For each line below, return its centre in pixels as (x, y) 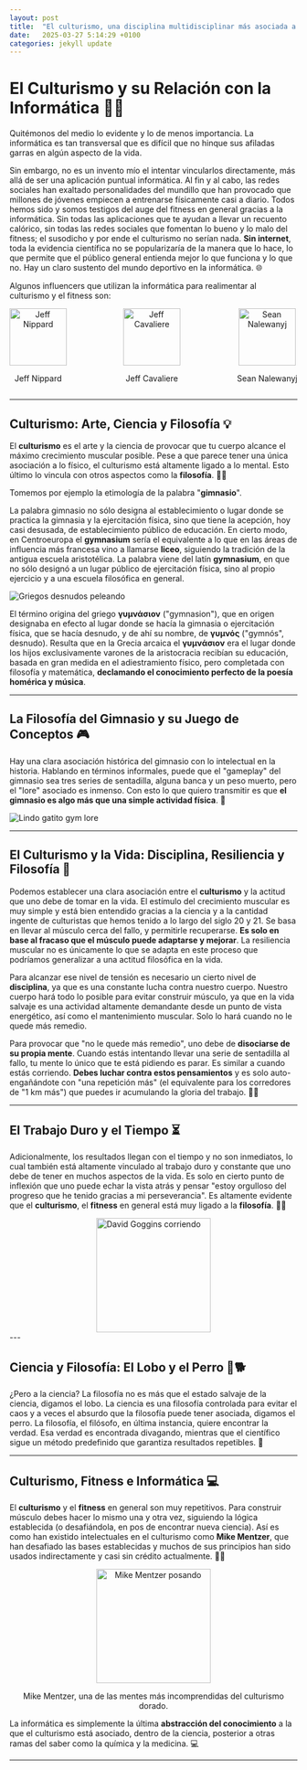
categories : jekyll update (61, 43)
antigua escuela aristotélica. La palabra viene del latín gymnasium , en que (150, 559)
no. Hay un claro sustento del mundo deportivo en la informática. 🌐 (136, 268)
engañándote (34, 1082)
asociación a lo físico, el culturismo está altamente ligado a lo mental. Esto (149, 465)
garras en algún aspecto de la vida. (76, 153)
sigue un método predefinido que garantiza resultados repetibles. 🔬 (137, 1443)
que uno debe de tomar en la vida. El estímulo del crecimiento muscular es (150, 901)
